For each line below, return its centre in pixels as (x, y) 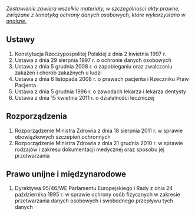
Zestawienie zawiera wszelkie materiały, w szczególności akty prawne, (93, 9)
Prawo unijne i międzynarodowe (66, 174)
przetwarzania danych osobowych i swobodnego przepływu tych (94, 201)
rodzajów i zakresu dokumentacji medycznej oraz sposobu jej (90, 149)
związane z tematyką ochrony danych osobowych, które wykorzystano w (96, 15)
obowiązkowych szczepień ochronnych (62, 137)
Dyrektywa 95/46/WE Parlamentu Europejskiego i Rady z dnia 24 (94, 188)
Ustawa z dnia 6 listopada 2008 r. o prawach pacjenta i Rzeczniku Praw (102, 78)
